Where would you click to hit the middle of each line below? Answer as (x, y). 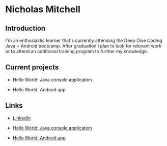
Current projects (32, 67)
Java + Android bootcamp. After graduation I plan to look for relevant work (83, 46)
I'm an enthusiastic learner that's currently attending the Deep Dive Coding (84, 40)
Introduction (25, 28)
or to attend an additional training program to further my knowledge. (77, 51)
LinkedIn (22, 118)
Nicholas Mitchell (43, 9)
